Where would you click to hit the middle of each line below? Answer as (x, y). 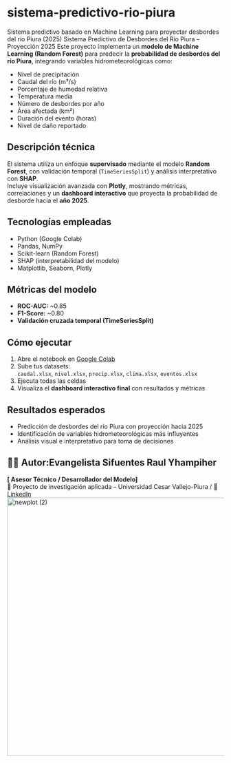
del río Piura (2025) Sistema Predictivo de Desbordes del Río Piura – (103, 39)
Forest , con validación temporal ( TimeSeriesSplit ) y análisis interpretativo (112, 171)
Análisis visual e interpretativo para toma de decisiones (95, 441)
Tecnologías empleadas (59, 222)
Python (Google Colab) (49, 238)
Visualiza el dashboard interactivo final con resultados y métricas (111, 388)
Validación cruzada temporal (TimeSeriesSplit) (85, 321)
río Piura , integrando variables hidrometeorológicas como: (90, 61)
